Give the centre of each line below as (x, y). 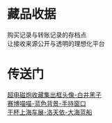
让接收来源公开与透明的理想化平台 (56, 43)
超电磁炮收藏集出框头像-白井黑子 (55, 95)
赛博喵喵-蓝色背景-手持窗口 (47, 103)
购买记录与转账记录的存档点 (47, 35)
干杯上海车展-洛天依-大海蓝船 (50, 112)
